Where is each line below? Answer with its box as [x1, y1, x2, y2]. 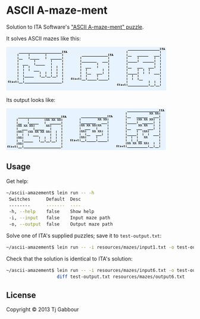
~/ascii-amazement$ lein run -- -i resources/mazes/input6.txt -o [6, 267, 174, 273]
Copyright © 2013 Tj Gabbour [6, 306, 79, 313]
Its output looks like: [6, 96, 55, 103]
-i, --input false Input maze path [8, 215, 111, 221]
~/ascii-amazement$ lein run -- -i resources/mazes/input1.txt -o [6, 244, 174, 250]
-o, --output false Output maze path [8, 221, 113, 227]
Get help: [6, 177, 29, 185]
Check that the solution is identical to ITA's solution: [6, 255, 133, 262]
